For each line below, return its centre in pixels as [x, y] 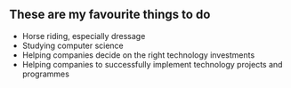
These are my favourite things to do [110, 15]
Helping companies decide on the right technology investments [138, 55]
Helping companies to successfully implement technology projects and [152, 64]
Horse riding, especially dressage [84, 36]
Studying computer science [73, 45]
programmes [45, 74]
